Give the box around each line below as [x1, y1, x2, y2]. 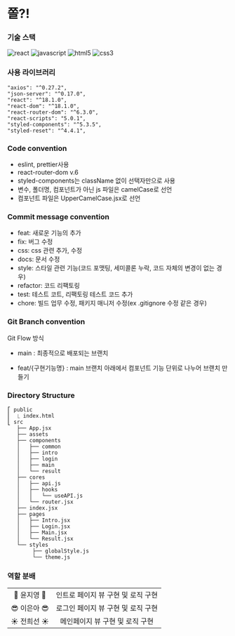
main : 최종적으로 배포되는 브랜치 [17, 348, 109, 357]
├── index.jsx [16, 504, 58, 512]
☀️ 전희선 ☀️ [11, 616, 49, 626]
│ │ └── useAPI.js [16, 492, 83, 499]
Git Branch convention [7, 317, 86, 326]
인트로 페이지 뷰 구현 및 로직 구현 [55, 590, 158, 600]
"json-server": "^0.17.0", [7, 90, 86, 98]
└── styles [16, 541, 49, 548]
